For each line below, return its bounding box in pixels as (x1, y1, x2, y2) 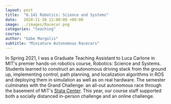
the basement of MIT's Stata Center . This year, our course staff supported (5, 88, 162, 94)
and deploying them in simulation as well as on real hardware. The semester (5, 76, 165, 82)
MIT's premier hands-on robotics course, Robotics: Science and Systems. (5, 60, 161, 67)
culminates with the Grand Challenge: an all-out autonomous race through (5, 82, 162, 88)
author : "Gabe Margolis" (5, 36, 58, 41)
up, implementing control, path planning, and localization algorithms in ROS (5, 71, 164, 77)
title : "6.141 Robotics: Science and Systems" (5, 12, 109, 17)
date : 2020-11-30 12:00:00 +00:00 (5, 17, 83, 22)
